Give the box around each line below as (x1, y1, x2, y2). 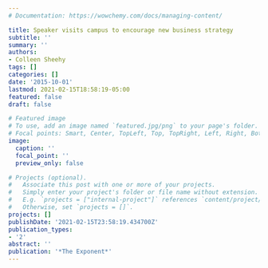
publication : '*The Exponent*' (8, 248, 112, 256)
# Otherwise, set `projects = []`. (8, 203, 134, 211)
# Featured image (8, 115, 66, 123)
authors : (8, 49, 37, 57)
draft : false (8, 100, 52, 108)
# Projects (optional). (8, 173, 88, 182)
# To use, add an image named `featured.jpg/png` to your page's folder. (8, 122, 259, 130)
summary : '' (8, 41, 48, 49)
